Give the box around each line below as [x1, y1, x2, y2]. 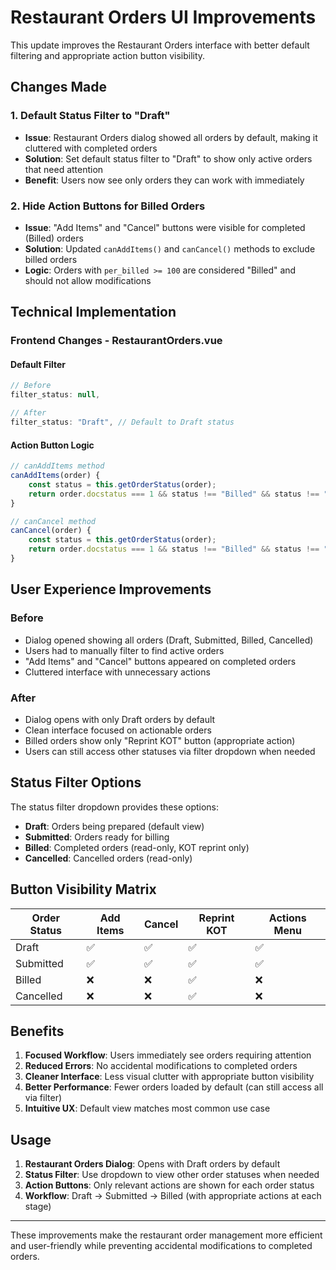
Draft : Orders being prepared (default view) [24, 820, 205, 832]
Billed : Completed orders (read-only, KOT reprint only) [24, 841, 250, 853]
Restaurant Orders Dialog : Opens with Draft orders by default [24, 1158, 281, 1170]
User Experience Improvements [10, 581, 212, 598]
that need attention [24, 163, 104, 175]
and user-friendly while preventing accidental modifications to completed [10, 1240, 313, 1252]
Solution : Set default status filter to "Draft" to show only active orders [24, 152, 313, 165]
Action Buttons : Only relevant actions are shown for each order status [24, 1179, 315, 1191]
